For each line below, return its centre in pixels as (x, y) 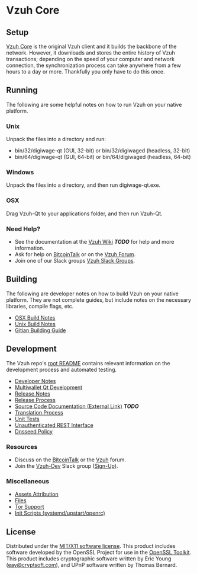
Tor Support (29, 507)
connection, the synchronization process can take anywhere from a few (94, 65)
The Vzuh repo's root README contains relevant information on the (88, 363)
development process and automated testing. (62, 369)
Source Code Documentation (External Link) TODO (77, 406)
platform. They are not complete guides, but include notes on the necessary (98, 299)
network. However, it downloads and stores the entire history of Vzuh (91, 53)
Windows (20, 173)
